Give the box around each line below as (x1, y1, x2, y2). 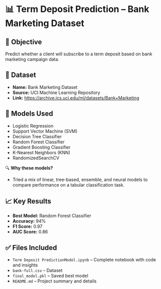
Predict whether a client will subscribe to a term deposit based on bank (5, 51, 152, 57)
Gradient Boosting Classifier (12, 144, 71, 150)
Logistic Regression (12, 123, 54, 129)
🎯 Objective (5, 38, 42, 46)
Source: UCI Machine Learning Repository (12, 89, 100, 95)
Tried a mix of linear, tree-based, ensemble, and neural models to (12, 176, 148, 182)
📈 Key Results (5, 197, 52, 206)
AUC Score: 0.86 (12, 229, 48, 235)
